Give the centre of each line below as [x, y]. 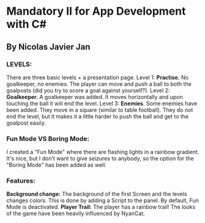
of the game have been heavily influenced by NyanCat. [76, 214]
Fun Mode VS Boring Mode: [48, 139]
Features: [21, 181]
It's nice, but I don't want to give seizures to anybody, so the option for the [100, 159]
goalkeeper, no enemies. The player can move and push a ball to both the [99, 84]
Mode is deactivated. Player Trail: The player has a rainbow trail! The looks [101, 207]
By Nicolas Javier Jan [48, 47]
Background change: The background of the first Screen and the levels [97, 194]
